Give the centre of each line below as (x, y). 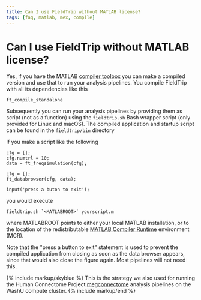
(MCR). (15, 236)
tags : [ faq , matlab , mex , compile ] (51, 17)
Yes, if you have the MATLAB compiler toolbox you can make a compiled (96, 76)
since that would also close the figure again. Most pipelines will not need (96, 260)
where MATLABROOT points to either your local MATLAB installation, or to (97, 223)
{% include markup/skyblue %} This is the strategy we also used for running (100, 278)
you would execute (30, 201)
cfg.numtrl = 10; (28, 158)
